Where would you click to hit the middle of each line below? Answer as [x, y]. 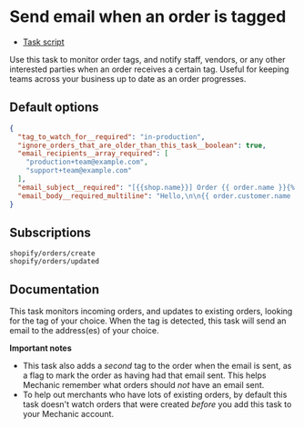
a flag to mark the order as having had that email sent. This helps [144, 375]
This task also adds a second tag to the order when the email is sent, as [157, 366]
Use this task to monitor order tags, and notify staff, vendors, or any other [147, 59]
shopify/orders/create [52, 254]
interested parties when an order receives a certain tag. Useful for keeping [149, 69]
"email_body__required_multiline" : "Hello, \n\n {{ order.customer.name [154, 196]
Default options [54, 108]
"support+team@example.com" [79, 171]
